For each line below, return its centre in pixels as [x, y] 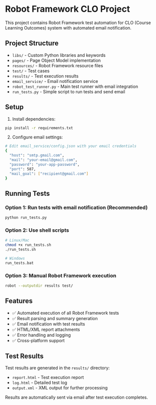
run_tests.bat [20, 263]
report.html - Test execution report [48, 378]
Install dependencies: [34, 119]
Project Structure [32, 43]
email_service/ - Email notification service [55, 81]
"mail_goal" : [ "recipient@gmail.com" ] [49, 174]
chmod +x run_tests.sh [28, 245]
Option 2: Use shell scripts [37, 230]
